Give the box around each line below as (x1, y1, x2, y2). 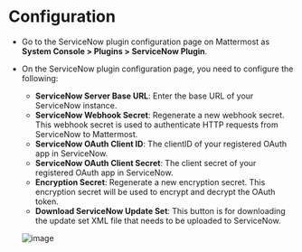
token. (34, 196, 60, 207)
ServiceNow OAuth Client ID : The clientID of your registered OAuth (34, 138, 287, 149)
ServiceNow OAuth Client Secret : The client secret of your (34, 157, 257, 168)
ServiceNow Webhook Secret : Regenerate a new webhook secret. (34, 109, 286, 120)
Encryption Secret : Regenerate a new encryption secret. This (34, 176, 266, 187)
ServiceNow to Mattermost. (34, 128, 138, 139)
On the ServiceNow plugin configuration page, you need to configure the (21, 63, 294, 74)
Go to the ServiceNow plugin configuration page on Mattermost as (21, 36, 270, 47)
